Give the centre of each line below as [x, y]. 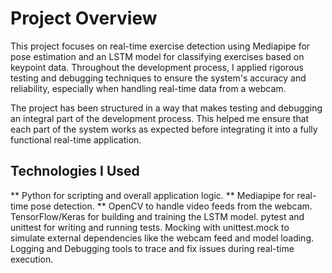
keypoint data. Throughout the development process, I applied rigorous [157, 67]
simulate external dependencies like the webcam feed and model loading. [162, 238]
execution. [32, 259]
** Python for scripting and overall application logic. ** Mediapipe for [152, 195]
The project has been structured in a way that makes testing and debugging [166, 108]
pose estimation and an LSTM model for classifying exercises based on [157, 56]
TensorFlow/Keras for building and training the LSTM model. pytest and [157, 216]
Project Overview [84, 18]
